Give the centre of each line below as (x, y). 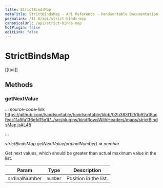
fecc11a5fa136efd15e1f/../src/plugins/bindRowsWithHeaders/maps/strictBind (81, 120)
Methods (19, 85)
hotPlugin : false (23, 28)
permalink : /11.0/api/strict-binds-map (46, 18)
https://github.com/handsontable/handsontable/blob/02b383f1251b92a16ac (81, 114)
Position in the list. (87, 178)
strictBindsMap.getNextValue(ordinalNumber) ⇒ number (62, 143)
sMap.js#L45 (18, 125)
